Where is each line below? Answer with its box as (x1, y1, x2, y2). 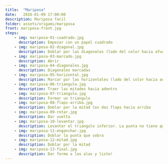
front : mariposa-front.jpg (5, 26, 61, 31)
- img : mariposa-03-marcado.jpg (14, 53, 81, 59)
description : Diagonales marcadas (18, 68, 91, 73)
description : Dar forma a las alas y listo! (18, 151, 113, 156)
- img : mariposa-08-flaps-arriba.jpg (14, 100, 93, 105)
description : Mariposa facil (5, 16, 66, 21)
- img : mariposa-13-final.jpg (14, 147, 77, 152)
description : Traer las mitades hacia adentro (18, 86, 117, 91)
